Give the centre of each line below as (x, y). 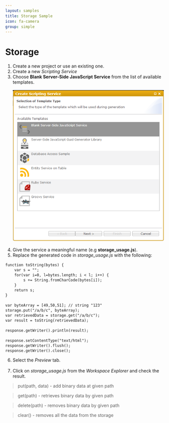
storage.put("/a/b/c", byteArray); (43, 311)
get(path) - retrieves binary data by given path (66, 396)
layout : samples (22, 11)
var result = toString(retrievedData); (47, 321)
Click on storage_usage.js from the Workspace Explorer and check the (86, 371)
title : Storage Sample (29, 16)
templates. (23, 82)
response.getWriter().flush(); (38, 346)
